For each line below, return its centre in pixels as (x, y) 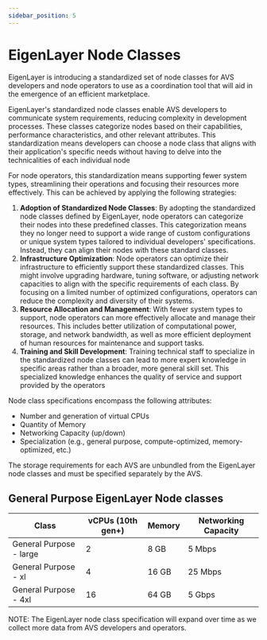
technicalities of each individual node (69, 160)
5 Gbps (202, 595)
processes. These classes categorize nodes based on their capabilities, (126, 126)
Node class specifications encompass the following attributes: (110, 400)
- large (25, 554)
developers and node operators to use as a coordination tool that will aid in (130, 85)
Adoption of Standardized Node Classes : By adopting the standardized (137, 208)
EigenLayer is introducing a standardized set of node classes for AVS (121, 77)
